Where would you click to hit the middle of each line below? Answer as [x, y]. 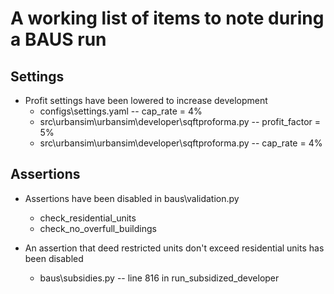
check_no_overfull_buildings [98, 228]
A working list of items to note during [167, 18]
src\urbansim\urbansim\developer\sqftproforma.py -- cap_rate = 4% [181, 143]
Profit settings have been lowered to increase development [146, 100]
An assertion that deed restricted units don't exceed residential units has [174, 248]
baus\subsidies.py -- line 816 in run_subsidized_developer [159, 278]
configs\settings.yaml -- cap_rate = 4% [121, 111]
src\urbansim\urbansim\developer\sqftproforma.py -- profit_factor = [180, 121]
